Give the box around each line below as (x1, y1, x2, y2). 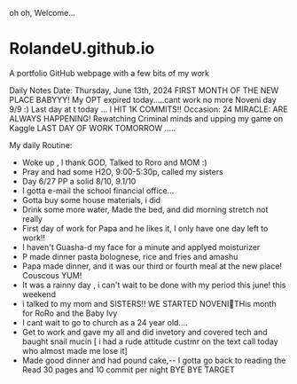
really (21, 213, 43, 224)
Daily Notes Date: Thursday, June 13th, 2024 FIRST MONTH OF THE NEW (9, 84, 279, 96)
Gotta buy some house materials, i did (21, 194, 161, 205)
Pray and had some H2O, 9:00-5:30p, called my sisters (21, 166, 223, 176)
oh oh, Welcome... (9, 8, 75, 18)
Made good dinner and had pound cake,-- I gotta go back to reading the (21, 355, 286, 365)
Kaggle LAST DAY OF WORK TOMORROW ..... (9, 122, 176, 133)
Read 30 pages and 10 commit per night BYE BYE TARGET (21, 364, 235, 375)
